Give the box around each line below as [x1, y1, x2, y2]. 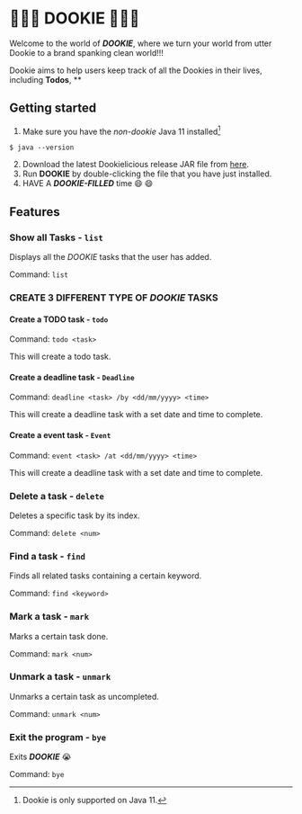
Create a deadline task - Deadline [9, 371, 135, 382]
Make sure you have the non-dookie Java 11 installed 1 [22, 124, 221, 137]
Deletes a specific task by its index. [9, 510, 141, 521]
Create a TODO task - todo [9, 314, 109, 325]
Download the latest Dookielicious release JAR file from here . [22, 159, 250, 170]
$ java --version [9, 143, 75, 152]
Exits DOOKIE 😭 [9, 751, 72, 763]
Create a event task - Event [9, 430, 111, 441]
